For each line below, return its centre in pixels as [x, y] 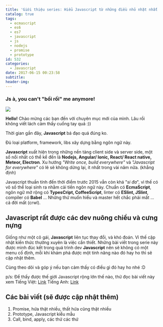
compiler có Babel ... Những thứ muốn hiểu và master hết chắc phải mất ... [80, 197]
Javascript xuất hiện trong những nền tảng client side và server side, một [79, 152]
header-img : [17, 82]
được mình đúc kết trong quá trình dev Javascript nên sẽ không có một [77, 247]
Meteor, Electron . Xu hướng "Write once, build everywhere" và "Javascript [80, 162]
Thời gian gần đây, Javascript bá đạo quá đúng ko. [57, 133]
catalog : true [20, 14]
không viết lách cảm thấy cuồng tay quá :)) [48, 123]
